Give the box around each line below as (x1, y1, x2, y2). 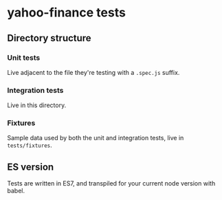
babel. (7, 187, 25, 195)
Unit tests (7, 53, 41, 63)
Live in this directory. (7, 101, 67, 109)
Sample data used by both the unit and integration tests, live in (7, 134, 184, 142)
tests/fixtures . (7, 141, 53, 149)
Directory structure (7, 32, 91, 44)
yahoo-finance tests (7, 5, 126, 21)
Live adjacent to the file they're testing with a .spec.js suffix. (7, 68, 180, 76)
